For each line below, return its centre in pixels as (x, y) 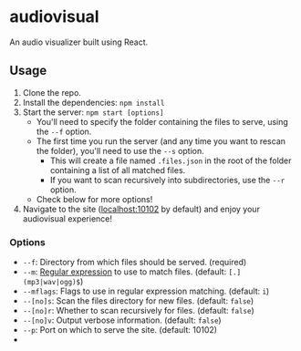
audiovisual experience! (67, 218)
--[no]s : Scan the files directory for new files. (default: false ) (138, 301)
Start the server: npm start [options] (93, 112)
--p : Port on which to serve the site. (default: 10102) (119, 330)
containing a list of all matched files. (118, 170)
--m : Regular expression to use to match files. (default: (125, 272)
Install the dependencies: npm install (93, 102)
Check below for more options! (94, 199)
